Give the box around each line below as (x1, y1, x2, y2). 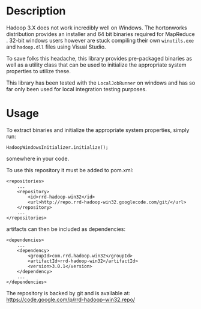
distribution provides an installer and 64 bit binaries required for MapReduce (6, 30, 195, 37)
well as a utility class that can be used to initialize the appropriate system (6, 61, 187, 68)
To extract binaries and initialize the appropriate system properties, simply (6, 126, 190, 133)
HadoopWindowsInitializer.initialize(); (6, 144, 109, 151)
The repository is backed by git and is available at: (6, 289, 131, 296)
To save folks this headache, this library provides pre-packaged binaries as (6, 55, 193, 62)
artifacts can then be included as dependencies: (6, 225, 126, 232)
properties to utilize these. (6, 67, 71, 74)
